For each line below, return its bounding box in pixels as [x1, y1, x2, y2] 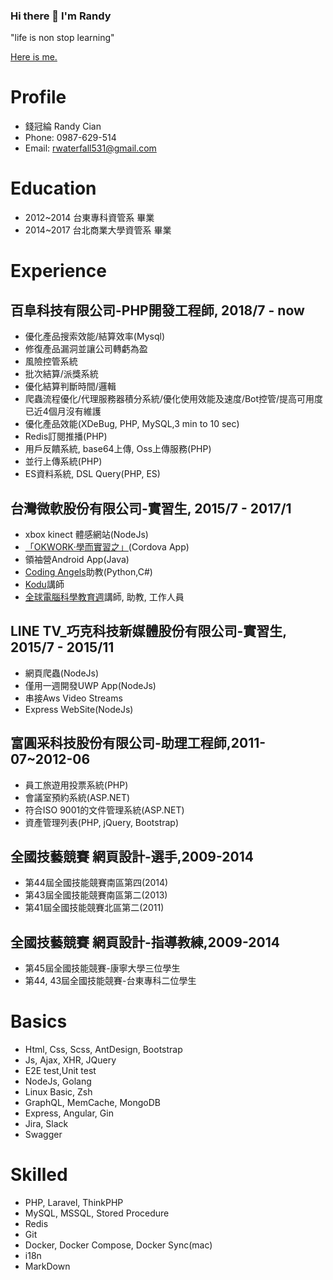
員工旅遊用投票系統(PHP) [24, 779, 129, 791]
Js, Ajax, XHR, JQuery [24, 1054, 117, 1066]
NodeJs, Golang [24, 1075, 92, 1088]
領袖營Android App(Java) [24, 553, 130, 565]
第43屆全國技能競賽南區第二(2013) [24, 889, 168, 901]
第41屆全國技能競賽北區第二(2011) [24, 902, 165, 914]
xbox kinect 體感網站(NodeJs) [24, 528, 149, 540]
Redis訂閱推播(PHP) [24, 430, 108, 443]
